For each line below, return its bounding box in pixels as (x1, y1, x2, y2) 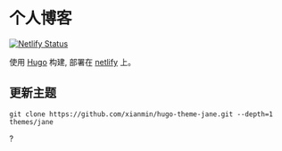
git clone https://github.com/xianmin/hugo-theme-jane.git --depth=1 (9, 109, 274, 119)
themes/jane (9, 117, 54, 126)
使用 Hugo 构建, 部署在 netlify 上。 (9, 56, 137, 67)
